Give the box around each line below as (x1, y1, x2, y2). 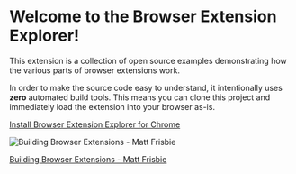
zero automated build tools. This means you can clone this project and (9, 92, 271, 103)
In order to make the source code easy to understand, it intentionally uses (9, 82, 283, 93)
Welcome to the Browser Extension (9, 6, 277, 27)
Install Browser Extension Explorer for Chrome (9, 119, 181, 130)
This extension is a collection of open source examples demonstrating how (9, 55, 288, 66)
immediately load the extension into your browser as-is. (9, 101, 216, 112)
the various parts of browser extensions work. (9, 65, 180, 76)
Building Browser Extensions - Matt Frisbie (9, 153, 167, 164)
